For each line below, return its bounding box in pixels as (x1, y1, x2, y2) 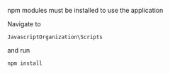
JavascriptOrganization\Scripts (7, 33, 103, 41)
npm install (7, 60, 42, 67)
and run (7, 46, 30, 54)
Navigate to (7, 20, 41, 28)
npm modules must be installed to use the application (7, 6, 164, 14)
